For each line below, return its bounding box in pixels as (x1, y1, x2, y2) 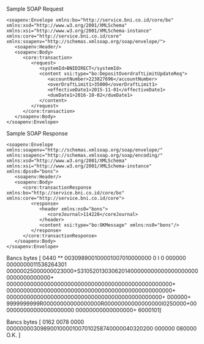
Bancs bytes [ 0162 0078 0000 (6, 318, 85, 326)
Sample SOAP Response (6, 130, 69, 137)
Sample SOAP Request (6, 6, 64, 12)
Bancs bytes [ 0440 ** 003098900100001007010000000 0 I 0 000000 (6, 254, 186, 261)
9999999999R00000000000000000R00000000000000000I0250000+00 (6, 300, 197, 307)
